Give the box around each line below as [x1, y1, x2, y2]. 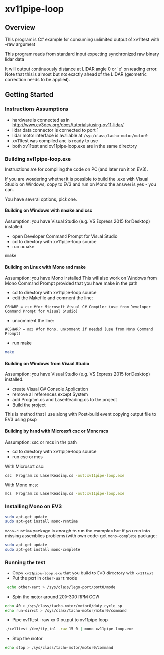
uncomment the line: [12, 318, 54, 324]
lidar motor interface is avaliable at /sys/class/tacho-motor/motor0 [12, 132, 148, 138]
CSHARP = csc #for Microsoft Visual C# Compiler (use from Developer [5, 305, 151, 310]
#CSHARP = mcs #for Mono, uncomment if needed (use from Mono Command [5, 327, 153, 332]
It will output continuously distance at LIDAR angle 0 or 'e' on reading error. [5, 66, 158, 72]
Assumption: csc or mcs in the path [5, 439, 77, 445]
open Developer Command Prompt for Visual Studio [12, 233, 118, 239]
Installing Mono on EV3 [5, 503, 62, 510]
